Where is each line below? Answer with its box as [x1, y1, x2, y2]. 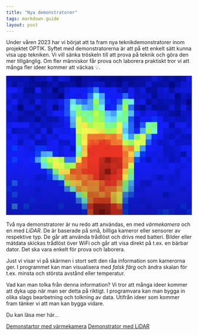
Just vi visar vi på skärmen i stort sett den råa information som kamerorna [6, 257, 186, 264]
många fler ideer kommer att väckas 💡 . [6, 64, 101, 71]
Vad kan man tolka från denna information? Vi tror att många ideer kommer [6, 281, 188, 288]
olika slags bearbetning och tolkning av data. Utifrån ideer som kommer [6, 294, 180, 301]
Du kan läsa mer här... [6, 311, 59, 319]
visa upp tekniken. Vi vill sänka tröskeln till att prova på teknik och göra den [6, 51, 189, 58]
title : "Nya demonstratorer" [6, 9, 78, 15]
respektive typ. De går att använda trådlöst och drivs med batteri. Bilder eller [6, 233, 192, 241]
